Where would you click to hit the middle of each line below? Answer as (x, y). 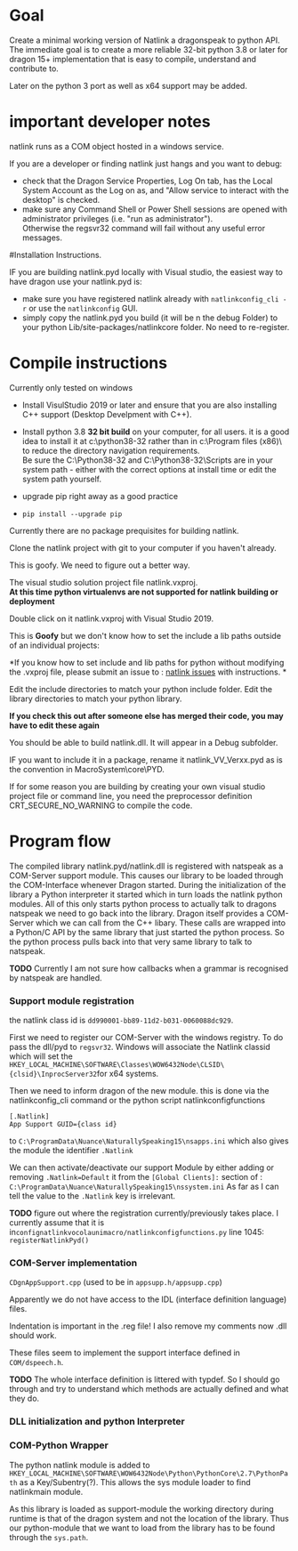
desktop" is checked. (61, 199)
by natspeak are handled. (56, 977)
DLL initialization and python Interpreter (97, 1422)
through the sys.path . (49, 1537)
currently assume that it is (57, 1223)
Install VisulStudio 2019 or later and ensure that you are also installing (149, 405)
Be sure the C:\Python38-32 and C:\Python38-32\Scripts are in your (147, 460)
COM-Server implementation (73, 1263)
